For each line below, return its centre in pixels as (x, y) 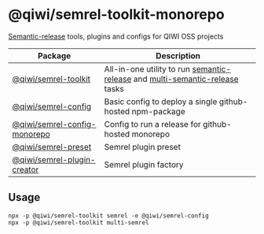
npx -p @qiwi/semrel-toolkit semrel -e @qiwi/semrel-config (109, 215)
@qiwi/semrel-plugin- (54, 159)
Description (178, 55)
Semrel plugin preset (142, 147)
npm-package (159, 111)
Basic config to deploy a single (161, 102)
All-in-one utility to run (147, 69)
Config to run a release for (153, 124)
